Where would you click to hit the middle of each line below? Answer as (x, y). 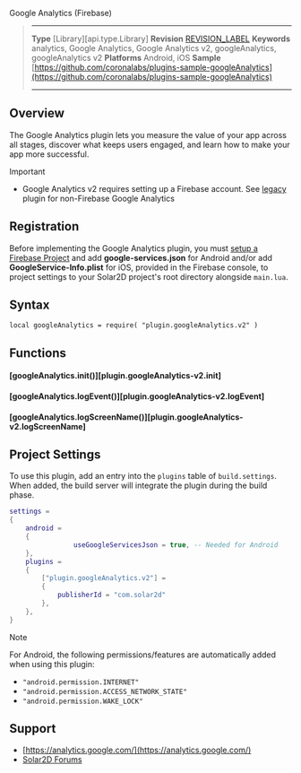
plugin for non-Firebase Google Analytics (98, 198)
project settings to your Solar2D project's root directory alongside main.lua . (149, 276)
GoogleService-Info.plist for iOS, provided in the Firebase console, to (139, 267)
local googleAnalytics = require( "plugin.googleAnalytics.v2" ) (133, 326)
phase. (22, 495)
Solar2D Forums (52, 760)
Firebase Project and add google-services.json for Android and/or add (141, 257)
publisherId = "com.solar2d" (112, 595)
